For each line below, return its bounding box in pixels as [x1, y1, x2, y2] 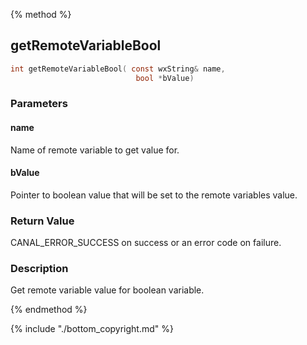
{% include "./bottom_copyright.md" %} [10, 323, 174, 335]
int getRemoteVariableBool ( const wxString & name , [10, 64, 226, 74]
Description [10, 262, 69, 276]
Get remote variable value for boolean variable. [10, 284, 205, 296]
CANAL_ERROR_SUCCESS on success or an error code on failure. [10, 237, 282, 249]
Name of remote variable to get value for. [10, 144, 180, 156]
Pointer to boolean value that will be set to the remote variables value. [10, 189, 298, 201]
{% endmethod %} [10, 304, 88, 316]
